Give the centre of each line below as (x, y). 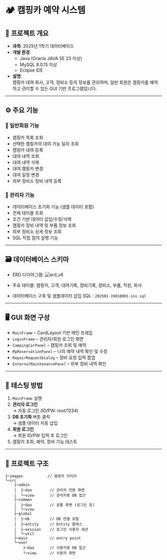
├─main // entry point (47, 538)
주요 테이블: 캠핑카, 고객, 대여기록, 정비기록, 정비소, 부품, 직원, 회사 (77, 285)
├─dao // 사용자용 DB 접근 (54, 548)
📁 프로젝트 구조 (27, 463)
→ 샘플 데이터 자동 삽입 (35, 423)
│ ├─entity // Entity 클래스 (48, 524)
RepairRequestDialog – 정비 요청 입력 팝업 (54, 357)
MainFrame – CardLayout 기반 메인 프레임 (52, 333)
